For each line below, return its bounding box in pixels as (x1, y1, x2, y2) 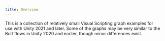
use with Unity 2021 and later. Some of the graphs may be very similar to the (5, 25, 160, 31)
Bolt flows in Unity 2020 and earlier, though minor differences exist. (5, 30, 143, 36)
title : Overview (5, 7, 38, 12)
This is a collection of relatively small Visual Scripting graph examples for (5, 20, 154, 26)
